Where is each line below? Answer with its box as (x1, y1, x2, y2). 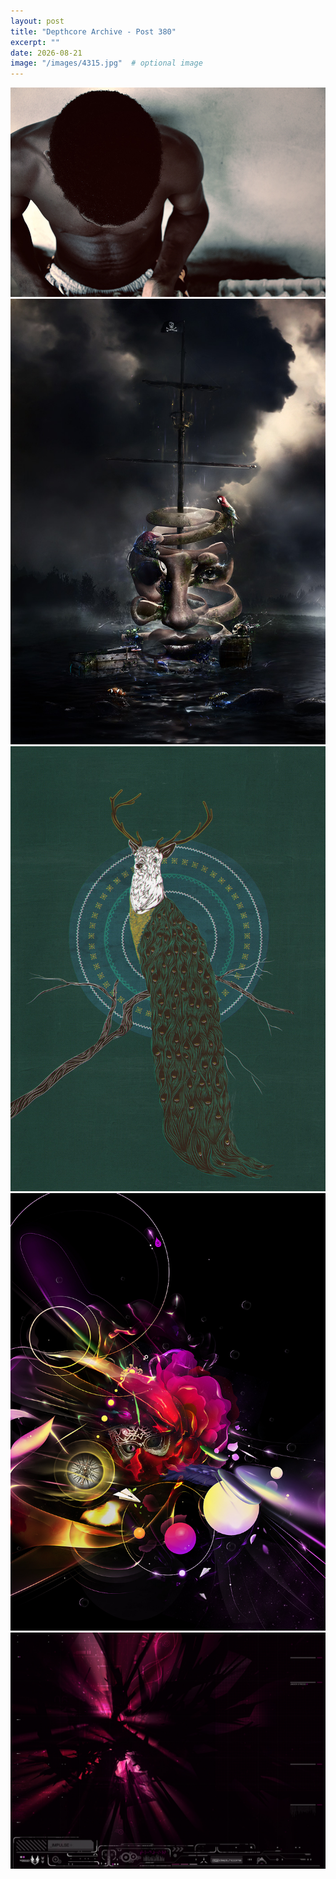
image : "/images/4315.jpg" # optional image (10, 58, 203, 69)
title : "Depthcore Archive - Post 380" (10, 26, 177, 37)
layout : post (10, 16, 65, 26)
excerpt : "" (10, 37, 60, 47)
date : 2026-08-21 (10, 48, 83, 58)
